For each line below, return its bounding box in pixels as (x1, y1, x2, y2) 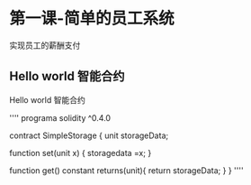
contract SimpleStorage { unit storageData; (9, 130, 169, 141)
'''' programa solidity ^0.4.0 (9, 112, 111, 123)
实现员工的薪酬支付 (9, 40, 81, 51)
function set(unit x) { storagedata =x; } (9, 147, 152, 158)
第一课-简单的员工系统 (9, 8, 175, 29)
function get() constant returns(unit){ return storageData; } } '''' (9, 164, 245, 176)
